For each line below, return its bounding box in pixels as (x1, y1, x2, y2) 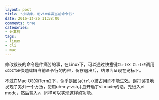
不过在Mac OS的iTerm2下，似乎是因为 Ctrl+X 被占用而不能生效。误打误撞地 (5, 78, 154, 84)
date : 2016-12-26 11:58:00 (5, 16, 60, 21)
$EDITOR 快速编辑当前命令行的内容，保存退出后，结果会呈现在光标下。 (5, 67, 144, 73)
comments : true (5, 20, 36, 26)
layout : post (5, 7, 32, 12)
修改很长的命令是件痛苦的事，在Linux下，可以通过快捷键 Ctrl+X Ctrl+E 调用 (5, 61, 155, 67)
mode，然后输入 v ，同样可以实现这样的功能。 (5, 90, 95, 96)
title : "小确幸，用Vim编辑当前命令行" (5, 12, 75, 16)
